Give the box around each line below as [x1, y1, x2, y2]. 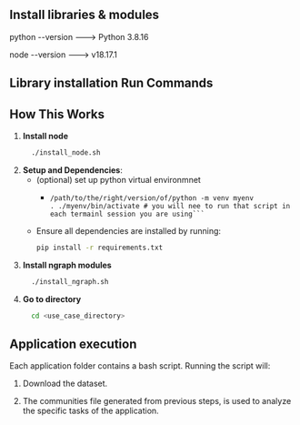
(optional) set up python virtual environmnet [35, 174, 202, 185]
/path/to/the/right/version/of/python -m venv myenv [49, 193, 255, 203]
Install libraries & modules [9, 7, 160, 23]
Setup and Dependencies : [22, 164, 123, 176]
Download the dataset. [22, 378, 108, 390]
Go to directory [22, 293, 82, 304]
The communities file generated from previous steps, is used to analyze [22, 396, 292, 407]
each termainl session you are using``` [49, 209, 205, 218]
